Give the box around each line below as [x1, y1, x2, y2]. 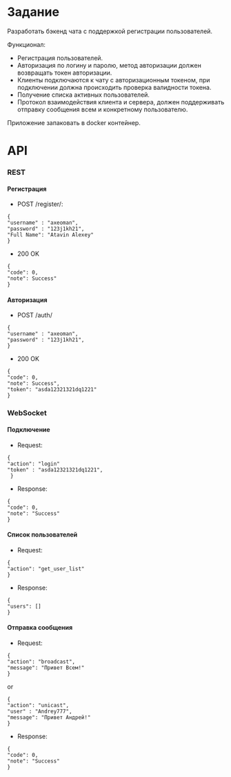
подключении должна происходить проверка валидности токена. [17, 83, 212, 91]
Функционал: [7, 40, 46, 48]
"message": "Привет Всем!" [7, 664, 85, 671]
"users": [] [7, 603, 41, 610]
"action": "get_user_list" [7, 565, 85, 572]
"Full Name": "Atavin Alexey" [7, 232, 94, 238]
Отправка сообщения [7, 624, 73, 632]
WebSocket [7, 409, 47, 418]
